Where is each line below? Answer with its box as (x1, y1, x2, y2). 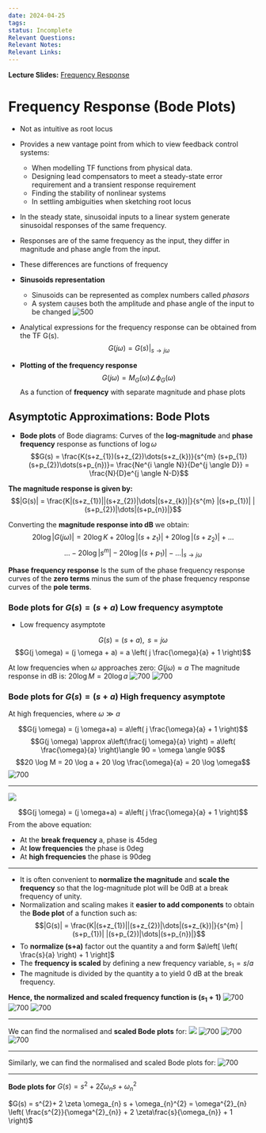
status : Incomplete (8, 26, 73, 34)
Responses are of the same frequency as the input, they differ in (19, 235, 230, 245)
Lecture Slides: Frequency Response (8, 70, 130, 79)
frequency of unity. (19, 892, 82, 901)
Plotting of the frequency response (19, 360, 138, 370)
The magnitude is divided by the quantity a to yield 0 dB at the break (19, 968, 244, 978)
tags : (8, 19, 26, 27)
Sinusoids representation (19, 275, 105, 284)
